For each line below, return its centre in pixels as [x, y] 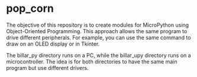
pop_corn [30, 9]
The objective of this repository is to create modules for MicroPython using [98, 25]
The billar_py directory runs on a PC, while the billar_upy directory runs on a [98, 55]
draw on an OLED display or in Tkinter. [53, 44]
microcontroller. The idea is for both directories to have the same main [92, 62]
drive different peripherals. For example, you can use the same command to [98, 37]
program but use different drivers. [47, 68]
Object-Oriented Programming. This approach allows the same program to [97, 31]
